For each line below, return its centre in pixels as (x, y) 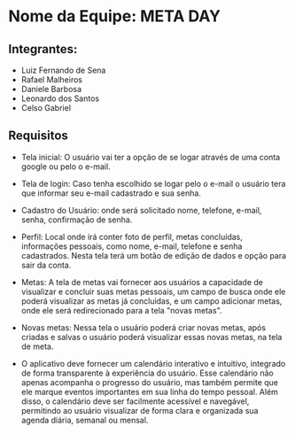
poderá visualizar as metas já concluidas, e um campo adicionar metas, (151, 301)
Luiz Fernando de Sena (63, 70)
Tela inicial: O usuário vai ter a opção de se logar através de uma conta (151, 157)
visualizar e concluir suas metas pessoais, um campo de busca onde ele (153, 291)
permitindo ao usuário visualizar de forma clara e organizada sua (140, 410)
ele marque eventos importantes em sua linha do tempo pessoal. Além (149, 391)
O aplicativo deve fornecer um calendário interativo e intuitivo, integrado (153, 363)
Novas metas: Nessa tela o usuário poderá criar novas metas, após (144, 327)
